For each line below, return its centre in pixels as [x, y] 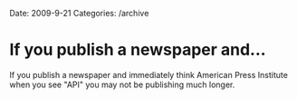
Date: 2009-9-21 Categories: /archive [79, 13]
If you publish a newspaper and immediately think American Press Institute [148, 74]
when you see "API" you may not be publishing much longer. [122, 84]
